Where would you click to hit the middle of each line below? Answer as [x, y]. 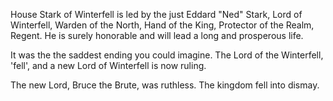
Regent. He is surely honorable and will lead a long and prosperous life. [157, 35]
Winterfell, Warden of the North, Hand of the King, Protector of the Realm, [162, 25]
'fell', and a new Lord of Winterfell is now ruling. [108, 65]
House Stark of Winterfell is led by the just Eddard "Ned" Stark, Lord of [156, 14]
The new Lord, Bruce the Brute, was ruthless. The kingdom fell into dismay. [165, 85]
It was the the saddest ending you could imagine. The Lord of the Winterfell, [167, 55]
